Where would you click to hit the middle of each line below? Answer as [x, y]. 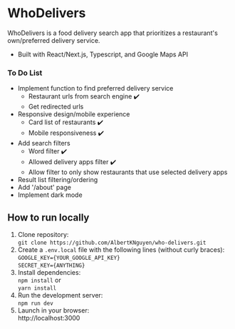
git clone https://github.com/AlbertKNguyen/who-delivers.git [112, 243]
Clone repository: [43, 235]
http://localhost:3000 [49, 318]
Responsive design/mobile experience [74, 114]
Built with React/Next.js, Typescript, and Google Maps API [103, 54]
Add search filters [44, 143]
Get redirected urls [56, 107]
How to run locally [48, 217]
